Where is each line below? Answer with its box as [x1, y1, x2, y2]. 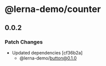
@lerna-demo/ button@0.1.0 [19, 55, 77, 61]
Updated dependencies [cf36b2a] [12, 49, 83, 55]
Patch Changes [5, 38, 43, 45]
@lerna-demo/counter [5, 3, 101, 15]
